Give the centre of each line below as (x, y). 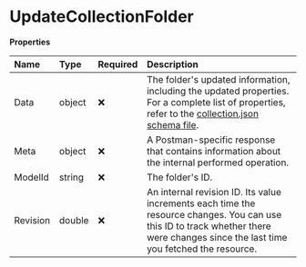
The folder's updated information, (219, 79)
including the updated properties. (218, 91)
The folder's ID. (180, 177)
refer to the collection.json (203, 114)
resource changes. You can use (214, 214)
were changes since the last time (217, 237)
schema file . (173, 124)
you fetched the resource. (202, 249)
